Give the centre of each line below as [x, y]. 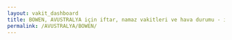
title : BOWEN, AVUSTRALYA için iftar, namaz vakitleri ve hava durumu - [114, 20]
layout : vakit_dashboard [43, 13]
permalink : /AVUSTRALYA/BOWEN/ [52, 26]
